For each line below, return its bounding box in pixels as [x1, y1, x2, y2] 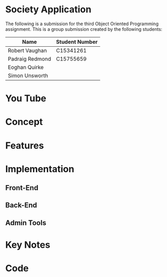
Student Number [56, 38, 98, 45]
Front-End [5, 183, 39, 192]
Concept [5, 116, 43, 128]
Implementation [5, 163, 75, 175]
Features [5, 140, 44, 151]
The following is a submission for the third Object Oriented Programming [5, 21, 159, 27]
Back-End [5, 201, 38, 210]
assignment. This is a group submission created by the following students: [5, 26, 163, 32]
